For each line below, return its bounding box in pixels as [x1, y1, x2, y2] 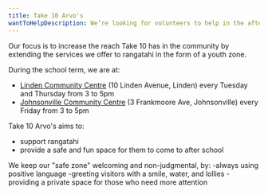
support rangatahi [19, 136, 80, 146]
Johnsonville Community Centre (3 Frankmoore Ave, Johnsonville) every [19, 97, 258, 107]
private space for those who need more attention [46, 177, 208, 187]
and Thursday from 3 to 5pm [19, 88, 115, 98]
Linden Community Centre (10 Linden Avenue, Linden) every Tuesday [19, 80, 249, 90]
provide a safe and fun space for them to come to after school [19, 145, 224, 154]
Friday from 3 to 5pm [19, 105, 89, 115]
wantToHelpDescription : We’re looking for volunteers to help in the [8, 19, 245, 27]
